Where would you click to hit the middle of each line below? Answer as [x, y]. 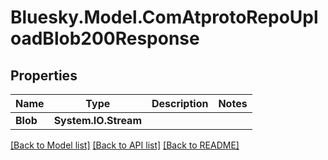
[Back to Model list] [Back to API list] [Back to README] [125, 145]
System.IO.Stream [97, 120]
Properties [44, 75]
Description [180, 103]
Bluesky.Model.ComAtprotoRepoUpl [164, 17]
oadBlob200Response [105, 38]
